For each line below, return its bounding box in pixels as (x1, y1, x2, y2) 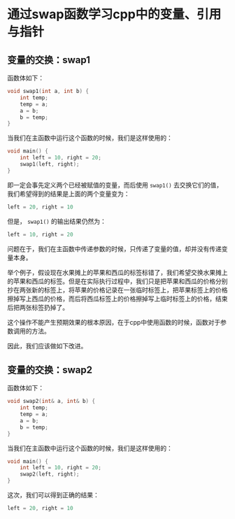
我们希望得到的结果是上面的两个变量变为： (7, 190, 130, 198)
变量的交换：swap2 (7, 364, 93, 376)
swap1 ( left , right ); (20, 161, 80, 168)
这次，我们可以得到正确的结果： (7, 491, 99, 499)
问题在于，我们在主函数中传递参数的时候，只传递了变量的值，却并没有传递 (7, 244, 222, 253)
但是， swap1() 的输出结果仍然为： (7, 217, 106, 225)
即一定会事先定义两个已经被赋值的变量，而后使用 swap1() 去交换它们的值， (7, 180, 222, 189)
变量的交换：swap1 (7, 54, 91, 66)
